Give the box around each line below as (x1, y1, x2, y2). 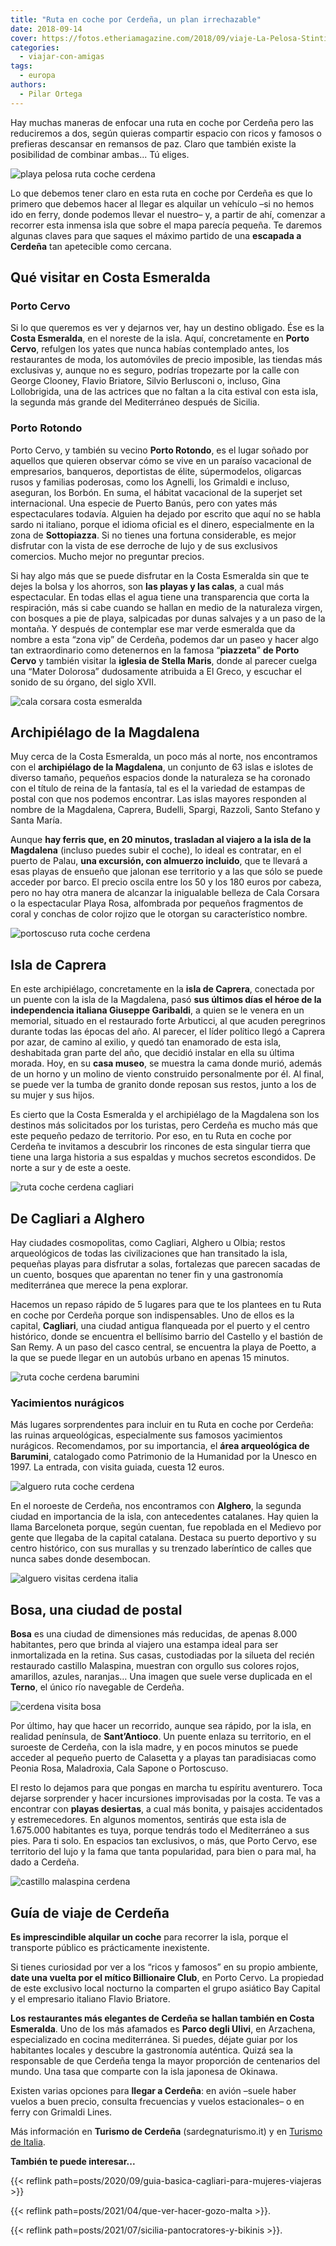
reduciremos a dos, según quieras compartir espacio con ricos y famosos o (10, 127, 322, 139)
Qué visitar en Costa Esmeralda (10, 269, 211, 286)
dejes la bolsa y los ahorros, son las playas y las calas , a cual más (10, 580, 285, 592)
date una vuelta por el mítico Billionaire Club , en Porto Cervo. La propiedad (10, 1971, 324, 1983)
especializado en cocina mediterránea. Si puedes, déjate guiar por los (10, 2033, 298, 2045)
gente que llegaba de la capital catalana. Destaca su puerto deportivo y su (10, 1532, 317, 1544)
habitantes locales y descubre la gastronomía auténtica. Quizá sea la (10, 2044, 294, 2056)
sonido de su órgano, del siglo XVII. (10, 676, 157, 688)
